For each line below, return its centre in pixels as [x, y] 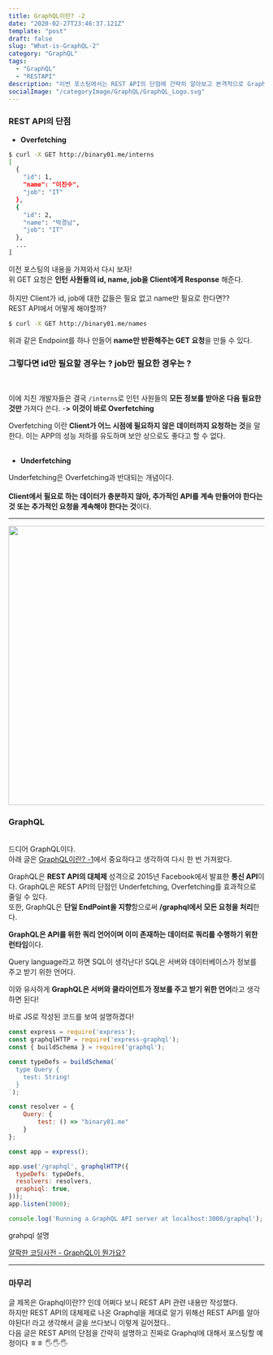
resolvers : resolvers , [54, 1182]
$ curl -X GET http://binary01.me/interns [81, 154]
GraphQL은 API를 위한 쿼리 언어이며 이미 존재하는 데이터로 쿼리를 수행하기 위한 [133, 934]
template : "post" [38, 31]
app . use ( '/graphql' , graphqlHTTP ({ [69, 1167]
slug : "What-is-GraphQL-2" [54, 46]
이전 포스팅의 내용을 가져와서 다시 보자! [70, 269]
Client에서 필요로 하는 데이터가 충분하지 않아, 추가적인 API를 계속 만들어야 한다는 [136, 496]
